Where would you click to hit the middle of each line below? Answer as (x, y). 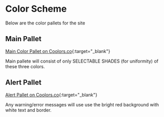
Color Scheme (36, 9)
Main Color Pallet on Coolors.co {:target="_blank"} (58, 51)
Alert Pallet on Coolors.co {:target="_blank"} (51, 95)
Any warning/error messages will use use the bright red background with (82, 104)
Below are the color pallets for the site (45, 23)
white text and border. (29, 110)
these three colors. (25, 66)
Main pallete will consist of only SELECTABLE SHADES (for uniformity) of (82, 61)
